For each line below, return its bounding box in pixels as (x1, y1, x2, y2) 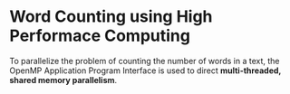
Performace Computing (9, 25, 190, 46)
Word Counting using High (9, 6, 213, 27)
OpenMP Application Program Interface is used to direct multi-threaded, (9, 65, 282, 76)
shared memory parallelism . (9, 74, 118, 85)
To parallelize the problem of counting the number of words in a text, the (9, 55, 280, 66)
